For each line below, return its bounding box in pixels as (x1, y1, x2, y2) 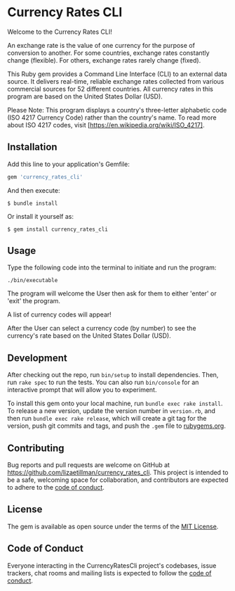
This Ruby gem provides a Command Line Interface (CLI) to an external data (7, 70, 227, 78)
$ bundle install (7, 200, 58, 207)
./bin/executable (7, 277, 58, 284)
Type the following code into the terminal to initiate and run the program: (7, 263, 217, 272)
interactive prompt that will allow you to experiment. (7, 386, 157, 394)
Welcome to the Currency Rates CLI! (7, 27, 112, 36)
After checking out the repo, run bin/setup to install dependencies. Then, (7, 371, 219, 379)
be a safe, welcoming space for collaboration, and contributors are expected (7, 476, 229, 484)
